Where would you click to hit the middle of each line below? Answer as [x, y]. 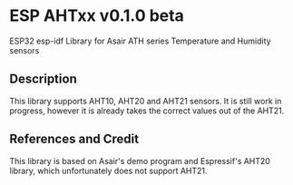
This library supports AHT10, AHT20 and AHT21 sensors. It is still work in [146, 101]
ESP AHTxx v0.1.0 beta [97, 16]
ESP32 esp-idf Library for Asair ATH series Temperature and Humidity [140, 41]
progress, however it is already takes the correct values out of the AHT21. [147, 111]
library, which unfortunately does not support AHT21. [108, 170]
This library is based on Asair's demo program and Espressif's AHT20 [140, 161]
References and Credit [74, 139]
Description [43, 79]
